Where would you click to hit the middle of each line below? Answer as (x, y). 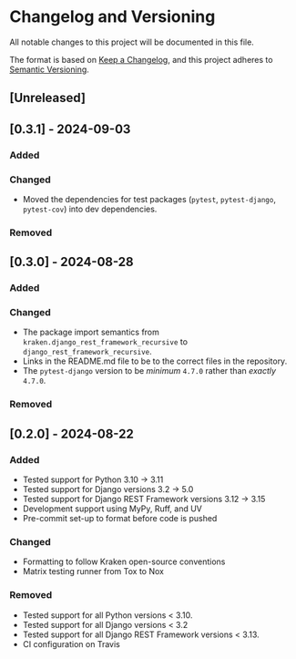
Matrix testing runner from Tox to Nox (93, 571)
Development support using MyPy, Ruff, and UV (112, 509)
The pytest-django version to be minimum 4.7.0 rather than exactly (149, 371)
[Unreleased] (48, 98)
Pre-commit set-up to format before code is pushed (120, 519)
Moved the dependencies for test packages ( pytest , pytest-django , (149, 199)
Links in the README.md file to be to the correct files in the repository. (155, 361)
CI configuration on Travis (71, 644)
